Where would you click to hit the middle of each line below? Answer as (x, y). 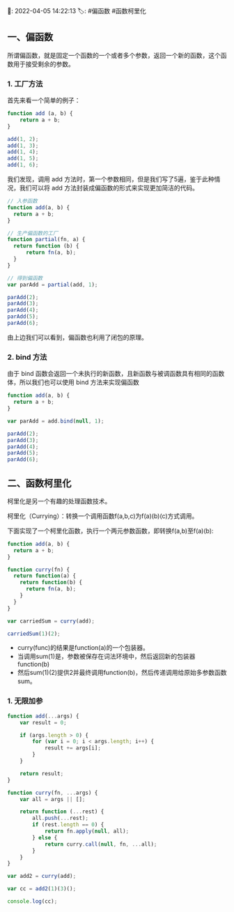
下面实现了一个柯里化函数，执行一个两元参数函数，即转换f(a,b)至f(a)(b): (110, 531)
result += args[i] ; (72, 748)
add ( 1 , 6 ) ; (23, 165)
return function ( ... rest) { (62, 812)
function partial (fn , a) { (46, 240)
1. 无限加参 (25, 701)
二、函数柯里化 (39, 483)
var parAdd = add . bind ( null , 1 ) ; (56, 421)
